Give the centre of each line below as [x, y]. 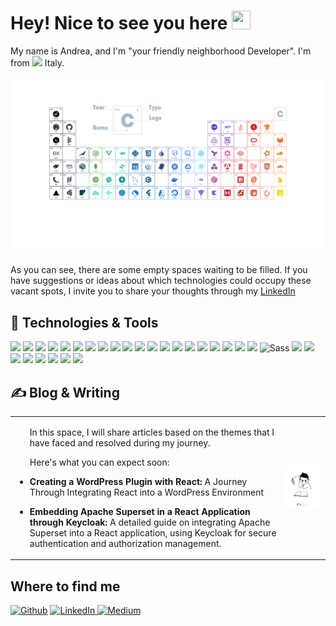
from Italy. [37, 62]
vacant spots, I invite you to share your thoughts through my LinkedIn [153, 291]
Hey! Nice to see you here [119, 23]
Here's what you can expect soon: [99, 462]
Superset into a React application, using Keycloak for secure [153, 532]
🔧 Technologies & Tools [84, 322]
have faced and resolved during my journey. [120, 442]
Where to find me [65, 586]
